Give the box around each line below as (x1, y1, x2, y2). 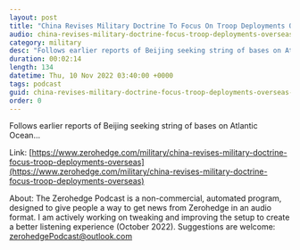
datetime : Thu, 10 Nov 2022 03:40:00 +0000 (9, 71, 174, 80)
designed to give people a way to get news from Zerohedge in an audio (9, 203, 272, 213)
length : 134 (9, 63, 54, 72)
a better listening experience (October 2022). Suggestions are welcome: (9, 221, 276, 232)
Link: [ (9, 147, 33, 158)
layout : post (9, 12, 58, 22)
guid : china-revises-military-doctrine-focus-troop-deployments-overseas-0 (9, 87, 297, 96)
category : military (9, 37, 82, 47)
